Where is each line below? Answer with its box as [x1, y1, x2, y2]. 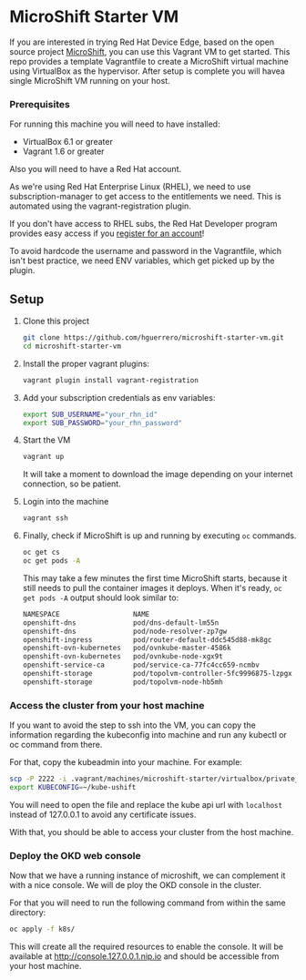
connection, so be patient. [22, 478, 121, 489]
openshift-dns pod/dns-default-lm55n [22, 618, 219, 628]
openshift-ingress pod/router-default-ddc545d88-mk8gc [22, 635, 272, 644]
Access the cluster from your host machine [9, 699, 205, 711]
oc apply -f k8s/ [9, 924, 76, 934]
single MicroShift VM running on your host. [9, 75, 170, 86]
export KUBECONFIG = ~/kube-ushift [9, 782, 137, 791]
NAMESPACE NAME [22, 609, 150, 618]
